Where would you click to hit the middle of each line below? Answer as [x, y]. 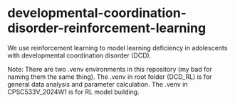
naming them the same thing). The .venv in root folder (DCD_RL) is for [110, 77]
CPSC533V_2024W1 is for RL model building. [74, 92]
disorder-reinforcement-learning [107, 28]
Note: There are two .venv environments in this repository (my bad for [110, 69]
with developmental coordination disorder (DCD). [79, 55]
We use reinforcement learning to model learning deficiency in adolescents [117, 48]
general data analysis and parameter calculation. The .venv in [98, 84]
